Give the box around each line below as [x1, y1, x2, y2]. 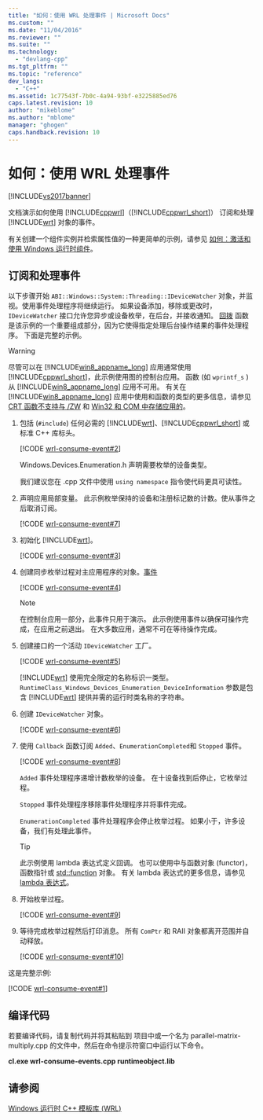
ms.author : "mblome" [8, 114, 76, 122]
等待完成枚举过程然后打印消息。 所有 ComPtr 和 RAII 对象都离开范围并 [19, 927, 243, 936]
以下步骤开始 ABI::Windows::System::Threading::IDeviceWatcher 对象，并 [8, 292, 247, 301]
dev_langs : [8, 77, 44, 85]
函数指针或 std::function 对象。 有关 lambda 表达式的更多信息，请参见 [19, 868, 246, 877]
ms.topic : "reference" [8, 70, 82, 78]
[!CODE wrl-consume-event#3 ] [19, 551, 122, 560]
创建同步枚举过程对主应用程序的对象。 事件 [19, 567, 158, 577]
